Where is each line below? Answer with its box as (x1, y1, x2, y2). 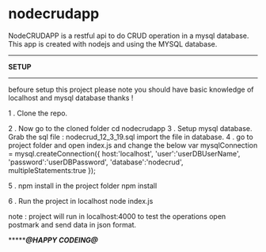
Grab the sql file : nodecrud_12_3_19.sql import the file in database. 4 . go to (8, 132, 253, 141)
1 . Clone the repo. (8, 108, 68, 118)
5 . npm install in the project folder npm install (8, 181, 158, 190)
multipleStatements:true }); (8, 165, 97, 175)
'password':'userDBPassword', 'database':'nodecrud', (8, 157, 184, 167)
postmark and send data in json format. (8, 220, 137, 229)
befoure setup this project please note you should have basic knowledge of (8, 85, 255, 94)
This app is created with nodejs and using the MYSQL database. (8, 39, 218, 48)
